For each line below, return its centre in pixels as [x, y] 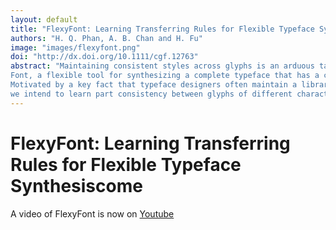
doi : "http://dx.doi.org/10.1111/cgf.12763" [104, 57]
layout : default [44, 19]
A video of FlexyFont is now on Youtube [92, 213]
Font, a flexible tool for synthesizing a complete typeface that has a [165, 76]
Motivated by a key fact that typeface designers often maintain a [154, 85]
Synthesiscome [76, 185]
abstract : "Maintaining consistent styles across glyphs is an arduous [162, 66]
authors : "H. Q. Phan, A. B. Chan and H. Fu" [106, 38]
